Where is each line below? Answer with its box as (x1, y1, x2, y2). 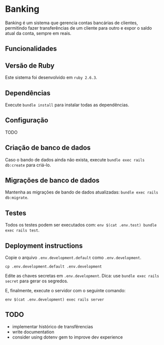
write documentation (12, 329, 55, 335)
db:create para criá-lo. (5, 162, 51, 168)
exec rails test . (5, 227, 40, 233)
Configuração (5, 116, 49, 124)
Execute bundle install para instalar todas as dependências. (5, 102, 129, 108)
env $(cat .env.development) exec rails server (5, 297, 105, 302)
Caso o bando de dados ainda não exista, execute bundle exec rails (5, 156, 145, 162)
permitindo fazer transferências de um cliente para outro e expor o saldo (5, 25, 152, 31)
